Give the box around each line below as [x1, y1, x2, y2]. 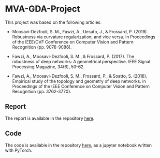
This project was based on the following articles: [5, 19, 102, 25]
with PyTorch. [5, 147, 32, 153]
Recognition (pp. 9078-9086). [12, 44, 72, 50]
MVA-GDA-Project [5, 3, 80, 14]
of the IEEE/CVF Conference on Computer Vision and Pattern [12, 39, 134, 44]
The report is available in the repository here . [5, 115, 95, 121]
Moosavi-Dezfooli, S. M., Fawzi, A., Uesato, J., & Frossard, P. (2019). [12, 29, 148, 34]
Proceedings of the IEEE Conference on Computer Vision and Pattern [12, 83, 150, 89]
